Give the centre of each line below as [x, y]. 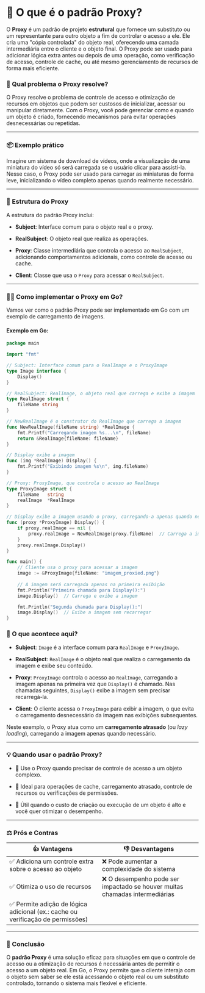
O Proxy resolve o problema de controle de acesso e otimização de [91, 98]
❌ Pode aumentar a [129, 861]
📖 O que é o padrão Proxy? [74, 13]
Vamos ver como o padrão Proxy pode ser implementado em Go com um [98, 310]
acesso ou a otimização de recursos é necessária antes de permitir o [93, 964]
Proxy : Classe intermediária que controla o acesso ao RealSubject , [99, 250]
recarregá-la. [32, 697]
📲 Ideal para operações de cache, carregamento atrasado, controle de [103, 786]
